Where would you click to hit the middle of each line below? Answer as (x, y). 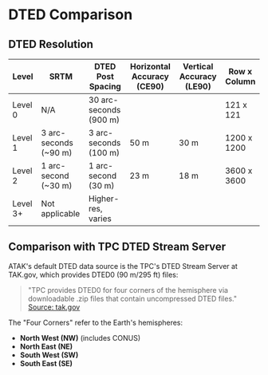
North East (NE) (46, 346)
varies (100, 219)
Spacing (105, 87)
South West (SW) (49, 355)
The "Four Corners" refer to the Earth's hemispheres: (96, 322)
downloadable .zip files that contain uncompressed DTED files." (132, 298)
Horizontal (151, 67)
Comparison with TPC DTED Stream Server (117, 247)
